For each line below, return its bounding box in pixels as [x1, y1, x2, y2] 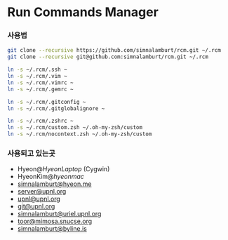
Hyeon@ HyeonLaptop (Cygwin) [17, 165, 110, 173]
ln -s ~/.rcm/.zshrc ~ [7, 117, 74, 125]
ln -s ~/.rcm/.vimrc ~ [7, 79, 74, 86]
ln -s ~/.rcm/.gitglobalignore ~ [7, 105, 105, 112]
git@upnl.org [17, 202, 55, 211]
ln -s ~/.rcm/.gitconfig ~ [7, 98, 86, 105]
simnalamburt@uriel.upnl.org [17, 210, 102, 218]
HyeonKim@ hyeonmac [17, 173, 84, 181]
